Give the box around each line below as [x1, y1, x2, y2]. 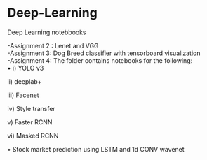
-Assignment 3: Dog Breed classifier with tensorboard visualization [7, 49, 201, 57]
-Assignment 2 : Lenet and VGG [7, 41, 100, 50]
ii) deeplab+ [7, 77, 42, 85]
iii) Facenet [7, 91, 40, 99]
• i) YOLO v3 [7, 64, 44, 72]
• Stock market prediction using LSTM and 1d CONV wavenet [7, 145, 185, 153]
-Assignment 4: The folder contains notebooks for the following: [7, 56, 193, 64]
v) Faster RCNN [7, 117, 53, 126]
